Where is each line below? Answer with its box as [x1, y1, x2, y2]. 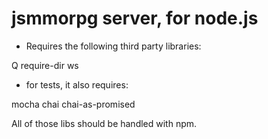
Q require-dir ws [11, 59, 79, 71]
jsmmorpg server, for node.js [11, 7, 259, 30]
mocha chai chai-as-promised [11, 98, 136, 110]
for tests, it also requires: [25, 78, 129, 91]
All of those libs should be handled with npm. [11, 117, 198, 129]
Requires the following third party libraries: [25, 40, 202, 52]
